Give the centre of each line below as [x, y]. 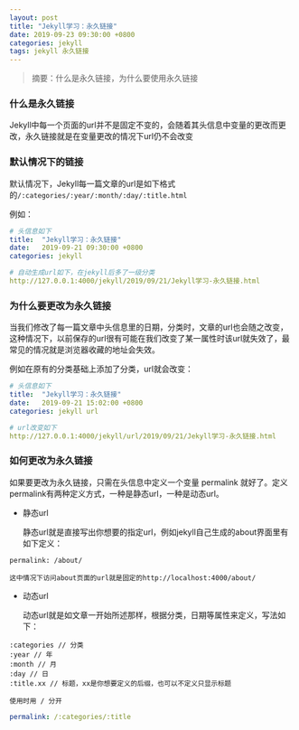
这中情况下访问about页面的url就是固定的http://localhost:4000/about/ [133, 578]
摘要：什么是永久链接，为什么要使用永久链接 [115, 79]
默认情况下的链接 [47, 162]
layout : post [34, 18]
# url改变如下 [33, 427]
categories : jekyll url [54, 411]
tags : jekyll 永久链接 [49, 51]
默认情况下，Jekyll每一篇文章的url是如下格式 [93, 183]
